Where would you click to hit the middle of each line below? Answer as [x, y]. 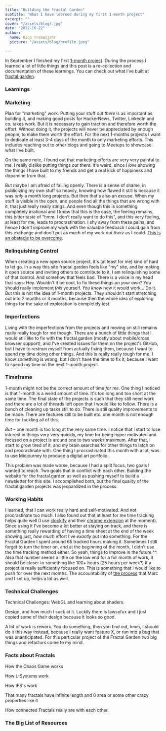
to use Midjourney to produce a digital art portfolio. [57, 456]
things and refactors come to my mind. [44, 643]
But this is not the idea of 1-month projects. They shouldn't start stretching [81, 293]
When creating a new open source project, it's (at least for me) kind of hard [82, 262]
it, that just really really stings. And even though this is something [71, 206]
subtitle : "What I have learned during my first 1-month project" [75, 14]
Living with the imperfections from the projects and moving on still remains [81, 328]
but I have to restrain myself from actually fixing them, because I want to [79, 348]
